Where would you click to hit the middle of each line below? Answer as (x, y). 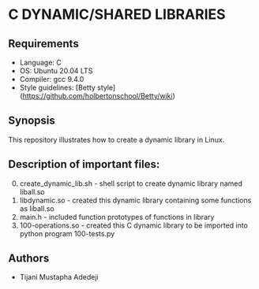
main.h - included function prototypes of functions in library (117, 217)
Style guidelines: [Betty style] (68, 87)
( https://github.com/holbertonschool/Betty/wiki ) (98, 96)
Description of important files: (84, 164)
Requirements (43, 44)
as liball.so (37, 208)
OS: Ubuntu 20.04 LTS (56, 71)
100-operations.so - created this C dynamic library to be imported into (134, 225)
